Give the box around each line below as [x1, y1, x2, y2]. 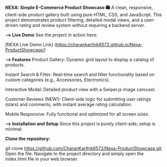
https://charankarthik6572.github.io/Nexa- [55, 42, 143, 47]
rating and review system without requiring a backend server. [19, 22, 146, 28]
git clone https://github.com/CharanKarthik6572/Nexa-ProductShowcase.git [5, 146, 162, 151]
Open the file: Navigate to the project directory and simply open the [5, 151, 144, 157]
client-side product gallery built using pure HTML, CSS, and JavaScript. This [5, 12, 162, 17]
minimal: [5, 126, 22, 132]
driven [5, 22, 18, 28]
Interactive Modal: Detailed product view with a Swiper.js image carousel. [5, 87, 156, 92]
